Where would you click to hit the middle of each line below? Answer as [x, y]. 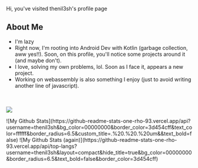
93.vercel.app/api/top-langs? [41, 146]
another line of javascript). [47, 85]
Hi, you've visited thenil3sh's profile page [57, 9]
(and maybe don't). [38, 60]
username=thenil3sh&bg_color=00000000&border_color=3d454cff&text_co [99, 127]
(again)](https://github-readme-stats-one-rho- [120, 140]
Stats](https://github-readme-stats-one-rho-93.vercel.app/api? [114, 121]
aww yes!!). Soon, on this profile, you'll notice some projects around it [100, 54]
